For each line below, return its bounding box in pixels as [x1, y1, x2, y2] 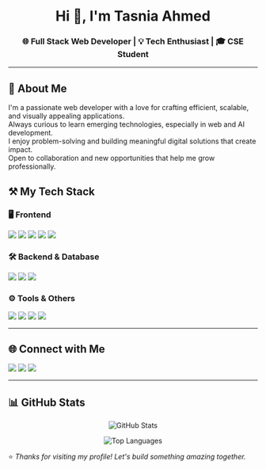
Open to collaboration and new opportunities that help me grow [8, 154, 215, 163]
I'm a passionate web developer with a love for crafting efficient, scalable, [8, 103, 249, 112]
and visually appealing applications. [8, 111, 125, 121]
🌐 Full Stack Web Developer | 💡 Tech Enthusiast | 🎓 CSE [22, 36, 244, 47]
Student [117, 49, 149, 60]
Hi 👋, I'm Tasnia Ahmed [55, 7, 211, 25]
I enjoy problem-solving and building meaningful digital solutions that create [8, 136, 256, 146]
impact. [8, 145, 33, 154]
